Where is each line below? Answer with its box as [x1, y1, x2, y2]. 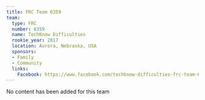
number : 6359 [12, 26, 45, 32]
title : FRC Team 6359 [6, 9, 62, 15]
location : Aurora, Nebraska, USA [12, 43, 97, 49]
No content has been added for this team [6, 88, 110, 95]
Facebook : [17, 71, 43, 77]
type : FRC [12, 20, 37, 26]
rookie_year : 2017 [12, 37, 59, 43]
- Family [12, 54, 34, 60]
